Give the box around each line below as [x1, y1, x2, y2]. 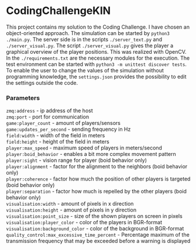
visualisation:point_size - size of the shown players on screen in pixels [6, 213, 183, 220]
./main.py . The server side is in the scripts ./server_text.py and [6, 36, 163, 43]
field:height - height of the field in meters [6, 138, 109, 145]
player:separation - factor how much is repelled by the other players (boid [6, 188, 187, 195]
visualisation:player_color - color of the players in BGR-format [6, 219, 163, 226]
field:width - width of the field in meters [6, 132, 105, 139]
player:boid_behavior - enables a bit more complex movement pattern [6, 151, 177, 158]
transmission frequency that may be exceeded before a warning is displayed [6, 238, 191, 245]
